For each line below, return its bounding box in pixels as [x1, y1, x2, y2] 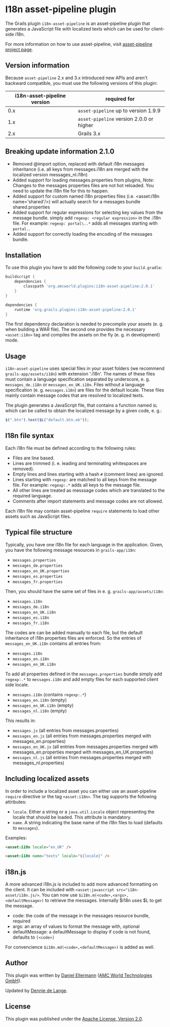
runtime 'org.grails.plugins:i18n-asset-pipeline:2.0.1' [14, 307, 137, 312]
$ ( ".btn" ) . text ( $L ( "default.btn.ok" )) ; [5, 418, 90, 423]
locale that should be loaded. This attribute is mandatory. [12, 814, 132, 820]
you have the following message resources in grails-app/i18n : [5, 547, 137, 553]
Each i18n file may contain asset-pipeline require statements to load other [5, 508, 160, 514]
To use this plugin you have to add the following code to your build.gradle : [5, 264, 162, 270]
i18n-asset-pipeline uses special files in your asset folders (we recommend [5, 365, 165, 371]
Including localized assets [5, 774, 90, 783]
